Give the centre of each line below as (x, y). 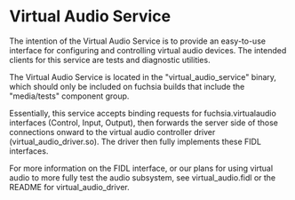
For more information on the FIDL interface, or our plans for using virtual (141, 168)
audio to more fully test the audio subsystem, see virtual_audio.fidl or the (143, 177)
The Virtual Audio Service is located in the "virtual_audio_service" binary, (143, 76)
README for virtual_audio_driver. (70, 187)
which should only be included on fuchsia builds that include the (127, 86)
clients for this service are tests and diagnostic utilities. (110, 60)
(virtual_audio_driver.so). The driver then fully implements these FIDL (136, 141)
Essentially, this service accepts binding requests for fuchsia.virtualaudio (143, 113)
